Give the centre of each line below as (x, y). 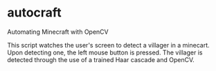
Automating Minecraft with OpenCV (58, 32)
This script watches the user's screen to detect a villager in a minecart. (108, 45)
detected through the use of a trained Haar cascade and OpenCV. (101, 59)
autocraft (34, 13)
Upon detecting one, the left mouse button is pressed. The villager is (105, 52)
